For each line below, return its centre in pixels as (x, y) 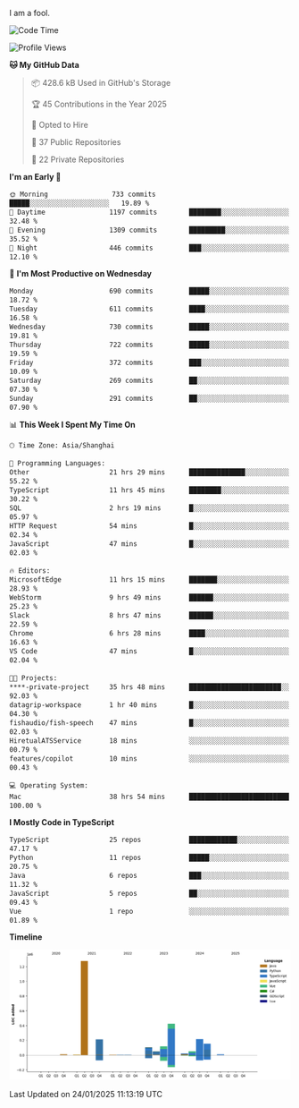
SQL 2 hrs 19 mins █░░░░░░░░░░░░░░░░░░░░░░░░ (149, 508)
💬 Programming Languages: (57, 464)
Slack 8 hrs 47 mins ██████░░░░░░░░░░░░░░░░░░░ (149, 616)
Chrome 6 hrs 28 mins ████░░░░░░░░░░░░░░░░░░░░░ (149, 634)
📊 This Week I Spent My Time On (72, 425)
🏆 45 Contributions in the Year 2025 (99, 104)
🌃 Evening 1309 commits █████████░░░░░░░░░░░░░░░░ (149, 230)
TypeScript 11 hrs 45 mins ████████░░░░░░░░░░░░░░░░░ (149, 490)
